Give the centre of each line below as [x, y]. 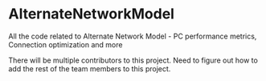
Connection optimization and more [65, 44]
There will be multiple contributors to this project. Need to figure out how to [133, 60]
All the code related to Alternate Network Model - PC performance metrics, [133, 36]
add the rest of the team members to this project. [90, 68]
